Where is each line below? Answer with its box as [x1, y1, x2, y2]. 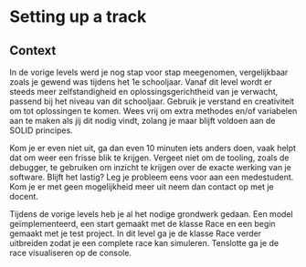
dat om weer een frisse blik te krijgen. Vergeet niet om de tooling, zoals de [9, 152, 290, 163]
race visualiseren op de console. [9, 248, 132, 258]
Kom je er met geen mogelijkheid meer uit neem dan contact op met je [9, 181, 274, 192]
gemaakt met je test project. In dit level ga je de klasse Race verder [9, 228, 262, 239]
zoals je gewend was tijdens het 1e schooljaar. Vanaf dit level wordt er [9, 77, 272, 87]
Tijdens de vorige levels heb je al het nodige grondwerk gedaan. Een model [9, 209, 294, 220]
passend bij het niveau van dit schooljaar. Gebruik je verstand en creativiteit [9, 96, 295, 107]
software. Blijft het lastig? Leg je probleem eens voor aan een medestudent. [9, 171, 294, 182]
